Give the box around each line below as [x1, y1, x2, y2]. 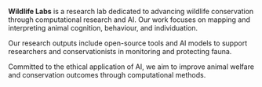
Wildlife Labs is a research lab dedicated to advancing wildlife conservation [8, 7, 254, 16]
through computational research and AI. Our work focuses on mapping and [8, 15, 251, 24]
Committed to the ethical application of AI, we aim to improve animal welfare [8, 62, 255, 71]
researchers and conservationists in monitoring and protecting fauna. [8, 47, 232, 56]
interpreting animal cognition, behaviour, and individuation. [8, 24, 198, 32]
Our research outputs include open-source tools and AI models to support [8, 38, 248, 48]
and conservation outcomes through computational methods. [8, 71, 206, 79]
